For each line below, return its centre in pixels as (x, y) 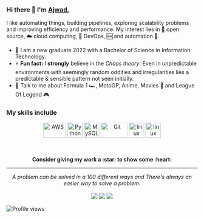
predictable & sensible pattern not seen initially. (74, 79)
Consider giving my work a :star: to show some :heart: (102, 159)
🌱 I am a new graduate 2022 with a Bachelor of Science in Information (103, 50)
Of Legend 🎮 (32, 95)
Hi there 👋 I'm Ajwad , (38, 10)
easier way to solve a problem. (102, 183)
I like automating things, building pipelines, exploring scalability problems (98, 23)
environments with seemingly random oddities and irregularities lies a (102, 72)
